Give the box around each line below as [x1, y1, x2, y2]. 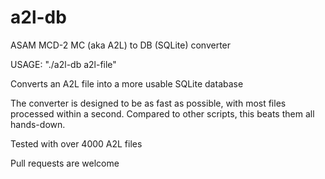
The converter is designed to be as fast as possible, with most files [10, 97, 287, 109]
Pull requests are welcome [10, 157, 120, 169]
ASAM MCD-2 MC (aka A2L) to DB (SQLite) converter [10, 39, 232, 51]
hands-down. [10, 118, 66, 130]
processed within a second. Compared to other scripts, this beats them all [10, 107, 315, 120]
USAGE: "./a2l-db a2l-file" [10, 58, 117, 70]
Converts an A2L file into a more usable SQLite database [10, 77, 244, 90]
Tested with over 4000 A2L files [10, 137, 143, 150]
